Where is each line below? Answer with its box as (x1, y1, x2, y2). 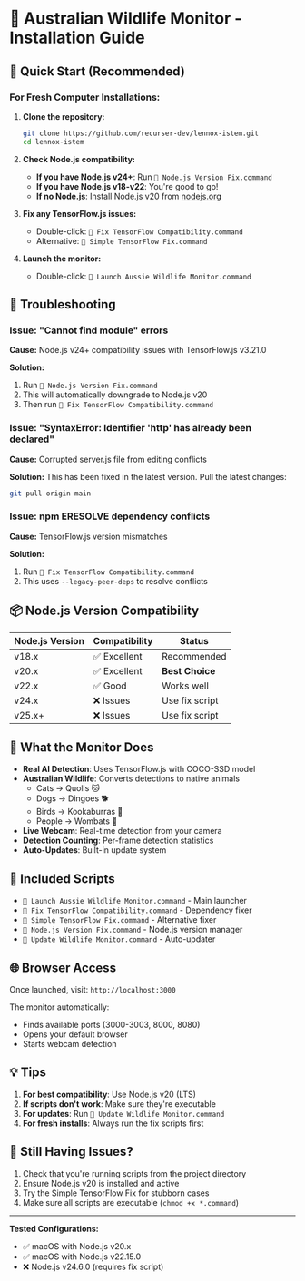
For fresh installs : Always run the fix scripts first (22, 1118, 204, 1129)
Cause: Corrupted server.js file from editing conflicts (9, 454, 207, 464)
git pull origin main (9, 489, 92, 498)
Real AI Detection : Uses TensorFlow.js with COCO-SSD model (22, 764, 256, 775)
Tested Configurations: (9, 1223, 99, 1234)
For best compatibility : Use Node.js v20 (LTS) (22, 1089, 197, 1100)
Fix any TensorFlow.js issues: (22, 208, 137, 219)
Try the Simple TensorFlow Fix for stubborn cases (22, 1188, 210, 1198)
